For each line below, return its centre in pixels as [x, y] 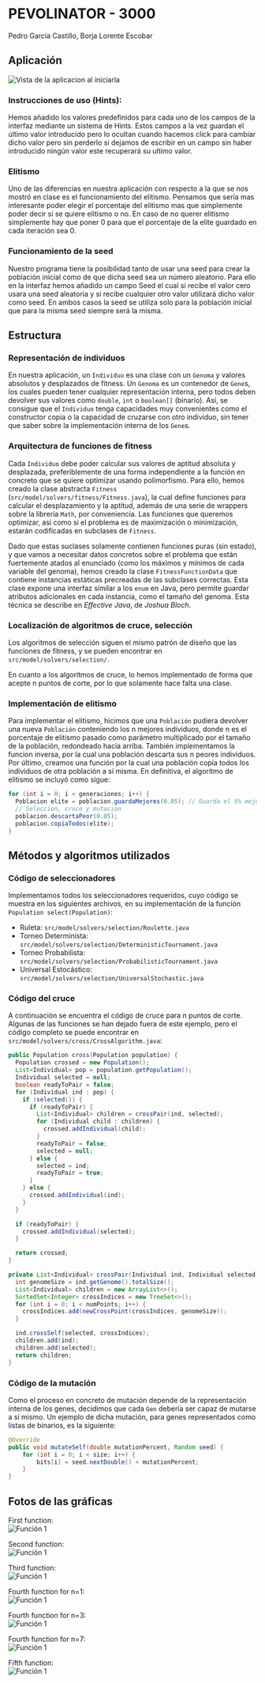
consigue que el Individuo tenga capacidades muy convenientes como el [128, 409]
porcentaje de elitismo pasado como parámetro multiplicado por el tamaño [129, 737]
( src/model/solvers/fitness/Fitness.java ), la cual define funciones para [127, 497]
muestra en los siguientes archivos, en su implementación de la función [125, 904]
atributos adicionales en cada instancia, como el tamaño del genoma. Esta [129, 596]
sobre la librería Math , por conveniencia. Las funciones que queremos [121, 514]
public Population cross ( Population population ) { [93, 1056]
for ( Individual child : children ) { [98, 1122]
